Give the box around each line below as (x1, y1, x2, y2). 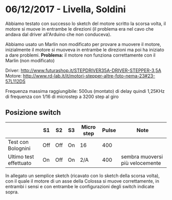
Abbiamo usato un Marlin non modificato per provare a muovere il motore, (5, 41, 161, 47)
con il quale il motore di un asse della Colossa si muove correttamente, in (5, 178, 160, 184)
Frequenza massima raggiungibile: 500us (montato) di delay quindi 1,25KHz (5, 88, 165, 94)
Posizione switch (5, 108, 61, 117)
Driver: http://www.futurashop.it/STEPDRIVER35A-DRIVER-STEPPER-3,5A (5, 67, 161, 73)
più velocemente (121, 159, 161, 166)
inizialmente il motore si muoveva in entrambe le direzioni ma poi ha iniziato (5, 46, 165, 53)
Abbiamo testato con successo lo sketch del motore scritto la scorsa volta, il (5, 20, 166, 27)
